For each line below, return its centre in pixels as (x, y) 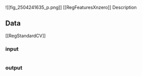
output (14, 68)
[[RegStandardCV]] (26, 36)
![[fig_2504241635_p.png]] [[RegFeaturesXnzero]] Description (71, 7)
